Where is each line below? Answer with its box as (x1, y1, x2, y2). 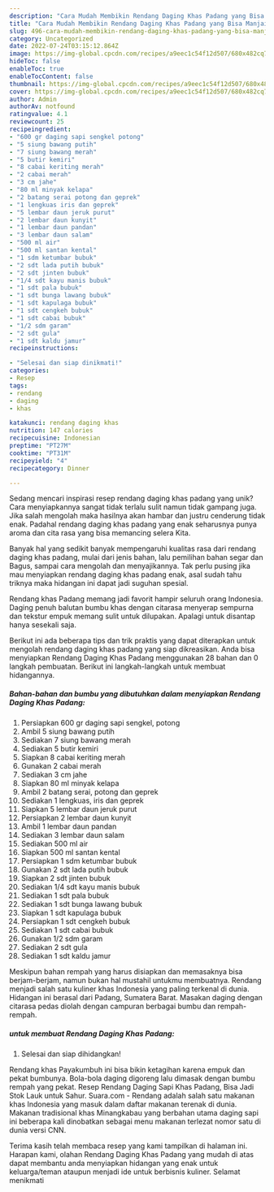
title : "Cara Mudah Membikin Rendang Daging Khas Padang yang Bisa (9, 20, 243, 28)
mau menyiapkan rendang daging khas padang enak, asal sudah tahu (9, 570, 242, 579)
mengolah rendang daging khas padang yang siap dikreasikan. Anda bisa (9, 644, 255, 654)
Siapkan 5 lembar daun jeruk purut (20, 804, 137, 814)
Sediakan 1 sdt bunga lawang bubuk (20, 899, 143, 909)
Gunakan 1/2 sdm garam (20, 934, 103, 943)
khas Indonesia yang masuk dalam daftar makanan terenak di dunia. (9, 1099, 237, 1109)
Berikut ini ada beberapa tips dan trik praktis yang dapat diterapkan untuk (9, 635, 256, 646)
